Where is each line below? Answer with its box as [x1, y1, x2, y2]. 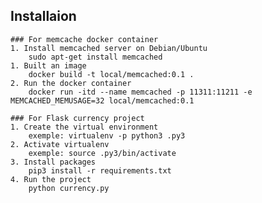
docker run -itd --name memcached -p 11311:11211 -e [28, 87, 253, 97]
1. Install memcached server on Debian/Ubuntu [10, 43, 208, 53]
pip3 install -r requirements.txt [28, 165, 172, 176]
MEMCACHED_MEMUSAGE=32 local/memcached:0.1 [10, 95, 195, 106]
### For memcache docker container [10, 34, 159, 44]
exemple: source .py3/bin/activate [28, 148, 177, 158]
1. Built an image [10, 60, 87, 71]
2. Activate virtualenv [10, 139, 110, 149]
